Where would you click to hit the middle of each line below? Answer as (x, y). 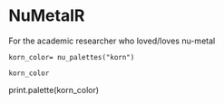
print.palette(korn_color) (54, 90)
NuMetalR (47, 16)
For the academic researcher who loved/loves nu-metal (112, 41)
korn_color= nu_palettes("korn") (72, 57)
